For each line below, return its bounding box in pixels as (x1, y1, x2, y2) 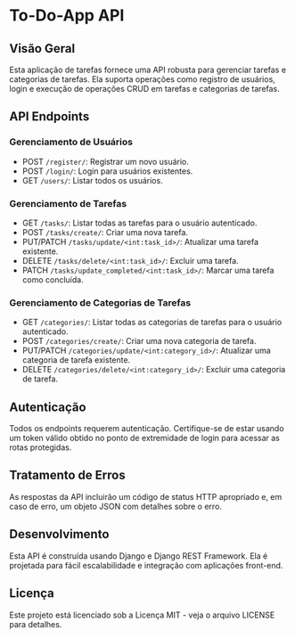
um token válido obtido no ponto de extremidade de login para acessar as (9, 433, 281, 444)
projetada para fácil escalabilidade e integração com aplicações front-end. (9, 560, 283, 570)
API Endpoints (9, 109, 90, 125)
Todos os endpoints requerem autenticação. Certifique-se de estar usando (9, 423, 284, 434)
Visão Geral (9, 41, 76, 56)
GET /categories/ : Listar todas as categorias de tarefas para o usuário (21, 317, 283, 328)
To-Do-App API (9, 5, 125, 26)
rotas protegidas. (9, 442, 72, 453)
